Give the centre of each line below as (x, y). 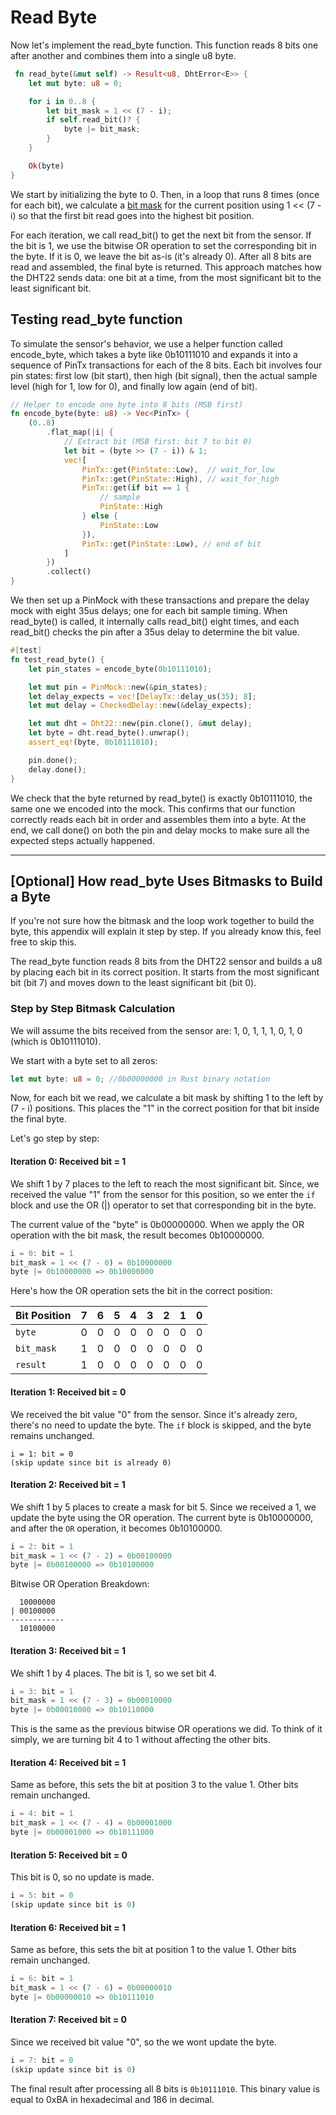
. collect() (69, 572)
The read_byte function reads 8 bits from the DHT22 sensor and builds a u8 (166, 962)
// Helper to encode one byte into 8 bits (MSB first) (127, 404)
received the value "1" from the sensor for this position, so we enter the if (163, 1194)
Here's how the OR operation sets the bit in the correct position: (141, 1291)
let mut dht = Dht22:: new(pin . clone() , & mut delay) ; (140, 724)
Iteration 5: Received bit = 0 (69, 1855)
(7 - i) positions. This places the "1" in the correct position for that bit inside (165, 1108)
